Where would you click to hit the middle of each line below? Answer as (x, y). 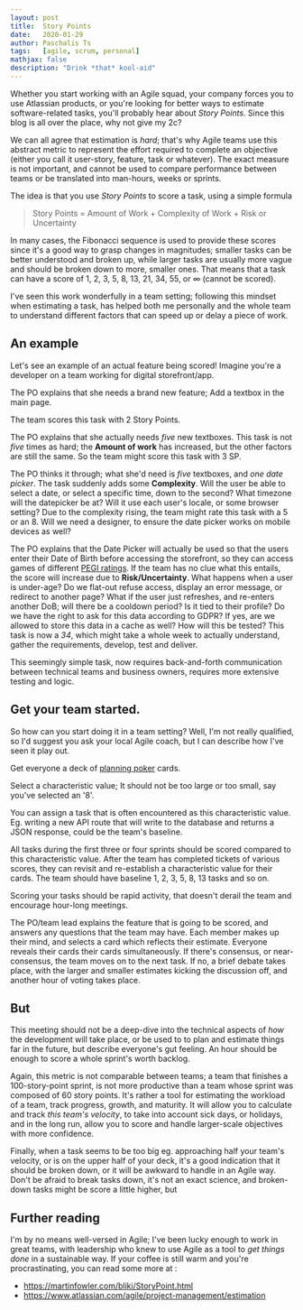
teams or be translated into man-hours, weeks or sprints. (116, 178)
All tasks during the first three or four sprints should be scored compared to (151, 849)
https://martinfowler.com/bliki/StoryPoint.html (108, 1286)
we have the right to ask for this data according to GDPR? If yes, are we (143, 615)
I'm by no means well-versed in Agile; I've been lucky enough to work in (144, 1240)
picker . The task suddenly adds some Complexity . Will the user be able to (148, 483)
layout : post (35, 18)
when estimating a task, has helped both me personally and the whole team (151, 305)
